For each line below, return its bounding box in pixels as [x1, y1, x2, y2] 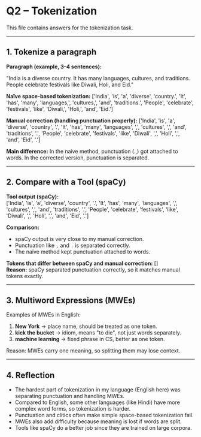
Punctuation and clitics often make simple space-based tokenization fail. [14, 412, 194, 419]
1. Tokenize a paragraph [6, 47, 97, 58]
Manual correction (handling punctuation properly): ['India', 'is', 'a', [6, 117, 175, 124]
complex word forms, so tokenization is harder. [14, 405, 131, 412]
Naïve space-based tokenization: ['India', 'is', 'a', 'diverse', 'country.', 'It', [6, 92, 187, 100]
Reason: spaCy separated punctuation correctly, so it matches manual [6, 266, 181, 273]
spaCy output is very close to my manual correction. [14, 235, 144, 242]
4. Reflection [6, 370, 55, 380]
